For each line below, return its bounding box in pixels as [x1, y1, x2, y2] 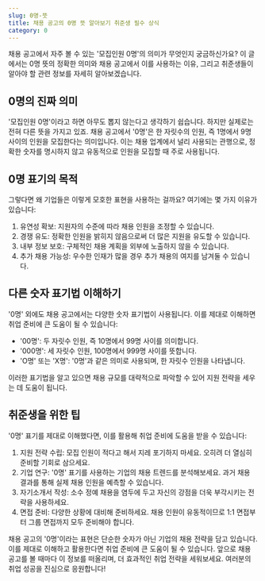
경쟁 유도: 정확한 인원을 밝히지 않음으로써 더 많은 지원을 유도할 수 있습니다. [19, 232, 251, 240]
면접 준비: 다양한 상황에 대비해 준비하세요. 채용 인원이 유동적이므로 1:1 [19, 507, 236, 517]
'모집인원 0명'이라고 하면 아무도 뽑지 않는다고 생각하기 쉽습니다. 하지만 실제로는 [8, 117, 254, 127]
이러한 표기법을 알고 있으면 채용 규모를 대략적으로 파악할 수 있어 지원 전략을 [8, 372, 241, 382]
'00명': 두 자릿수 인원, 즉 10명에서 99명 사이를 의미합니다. [19, 336, 198, 345]
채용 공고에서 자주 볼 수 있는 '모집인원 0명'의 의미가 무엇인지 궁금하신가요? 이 [8, 49, 247, 59]
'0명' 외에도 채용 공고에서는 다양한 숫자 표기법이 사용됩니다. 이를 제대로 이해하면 [8, 309, 256, 318]
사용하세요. [34, 497, 69, 506]
